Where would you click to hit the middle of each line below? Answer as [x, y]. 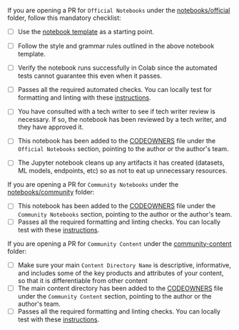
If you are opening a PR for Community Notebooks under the [93, 185]
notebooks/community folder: [51, 192]
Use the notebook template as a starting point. [86, 32]
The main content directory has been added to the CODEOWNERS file [120, 288]
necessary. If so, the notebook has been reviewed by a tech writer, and [122, 120]
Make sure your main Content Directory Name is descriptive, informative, [124, 265]
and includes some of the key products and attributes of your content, [121, 273]
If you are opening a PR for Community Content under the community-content [119, 243]
